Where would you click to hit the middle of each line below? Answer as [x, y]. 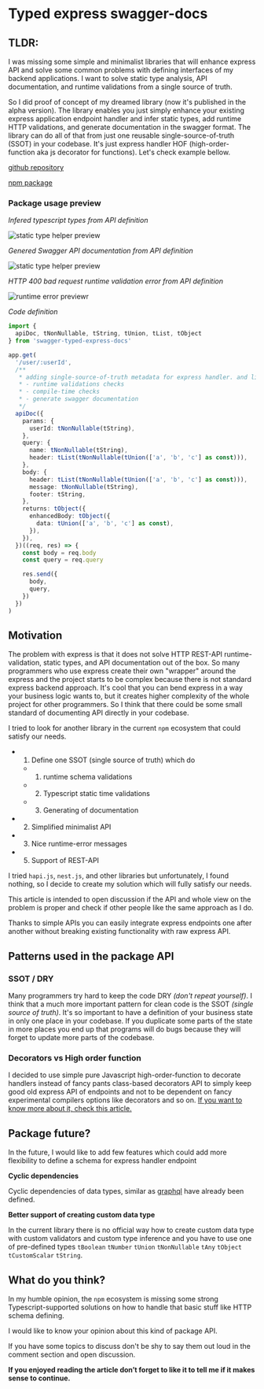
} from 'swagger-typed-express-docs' [70, 341]
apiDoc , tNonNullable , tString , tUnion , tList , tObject [108, 334]
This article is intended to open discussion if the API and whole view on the [130, 899]
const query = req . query [63, 560]
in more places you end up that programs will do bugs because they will [125, 1029]
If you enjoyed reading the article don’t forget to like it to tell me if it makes [132, 1369]
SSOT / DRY [31, 979]
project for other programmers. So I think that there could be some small [125, 705]
